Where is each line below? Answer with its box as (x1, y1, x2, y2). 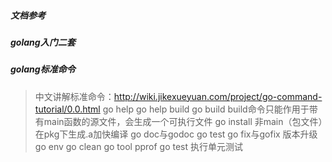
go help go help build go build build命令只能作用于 (102, 103, 310, 115)
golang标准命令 (10, 63, 76, 75)
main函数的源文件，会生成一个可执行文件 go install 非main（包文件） (43, 115, 323, 127)
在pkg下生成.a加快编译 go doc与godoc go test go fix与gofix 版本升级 (34, 128, 318, 140)
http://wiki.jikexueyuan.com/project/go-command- (113, 90, 323, 102)
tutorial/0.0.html (34, 103, 101, 115)
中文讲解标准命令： (34, 90, 115, 102)
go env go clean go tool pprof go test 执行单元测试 (34, 140, 244, 152)
